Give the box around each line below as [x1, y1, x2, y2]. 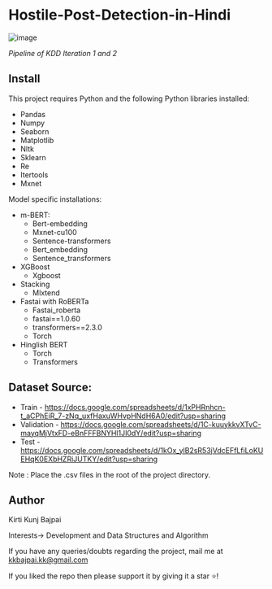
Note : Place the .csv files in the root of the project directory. [8, 469, 211, 479]
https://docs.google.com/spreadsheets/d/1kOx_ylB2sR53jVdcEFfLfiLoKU [19, 445, 264, 455]
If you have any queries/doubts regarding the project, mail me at [8, 547, 223, 556]
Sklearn [19, 152, 46, 162]
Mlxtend [32, 287, 60, 298]
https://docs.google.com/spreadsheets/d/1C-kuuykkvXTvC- [60, 419, 261, 429]
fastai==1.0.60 [32, 313, 81, 323]
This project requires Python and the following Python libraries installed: [8, 94, 250, 103]
